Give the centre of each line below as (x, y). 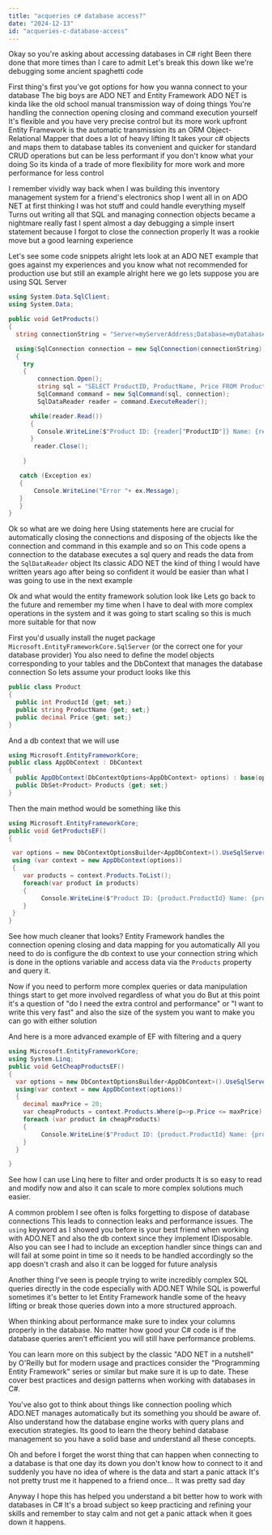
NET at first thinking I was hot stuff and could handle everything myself (127, 206)
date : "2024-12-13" (41, 24)
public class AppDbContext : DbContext (76, 763)
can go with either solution (53, 1021)
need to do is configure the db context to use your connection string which (133, 954)
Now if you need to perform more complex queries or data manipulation (128, 987)
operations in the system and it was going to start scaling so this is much (130, 614)
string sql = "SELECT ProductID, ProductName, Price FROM (137, 387)
